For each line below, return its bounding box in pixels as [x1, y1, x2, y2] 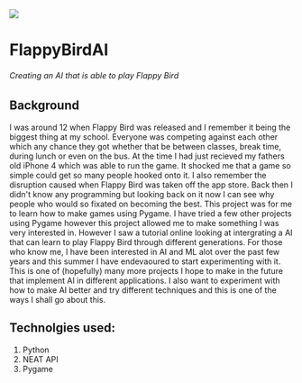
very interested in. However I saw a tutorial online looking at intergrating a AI [9, 227, 293, 238]
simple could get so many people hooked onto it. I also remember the [9, 169, 267, 180]
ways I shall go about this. [9, 294, 106, 305]
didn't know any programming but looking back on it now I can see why [9, 188, 275, 199]
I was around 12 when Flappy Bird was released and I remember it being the [9, 122, 291, 132]
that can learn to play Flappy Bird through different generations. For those [9, 236, 283, 247]
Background [9, 98, 79, 114]
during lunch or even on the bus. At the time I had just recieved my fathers [9, 150, 286, 161]
